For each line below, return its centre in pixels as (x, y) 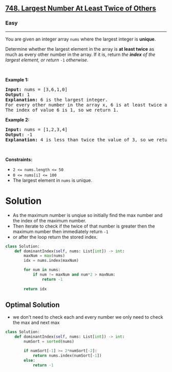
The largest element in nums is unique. (52, 180)
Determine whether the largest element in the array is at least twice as (80, 49)
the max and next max (36, 323)
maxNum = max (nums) (45, 256)
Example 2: (17, 119)
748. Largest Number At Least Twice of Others (81, 8)
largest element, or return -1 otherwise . (47, 60)
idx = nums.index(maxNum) (51, 261)
